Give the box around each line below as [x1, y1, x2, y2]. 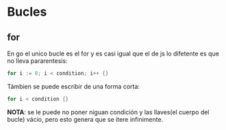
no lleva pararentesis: [7, 57, 68, 65]
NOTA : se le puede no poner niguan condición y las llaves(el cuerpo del [7, 107, 210, 116]
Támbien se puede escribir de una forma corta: [7, 82, 140, 90]
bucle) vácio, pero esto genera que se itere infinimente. [7, 115, 164, 123]
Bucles [7, 4, 47, 20]
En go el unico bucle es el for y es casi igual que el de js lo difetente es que [7, 49, 219, 57]
